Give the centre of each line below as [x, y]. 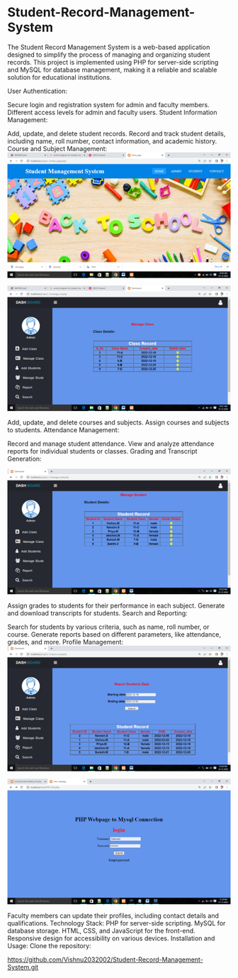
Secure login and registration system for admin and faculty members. [109, 104]
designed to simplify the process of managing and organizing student [109, 55]
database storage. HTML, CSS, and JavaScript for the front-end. [102, 930]
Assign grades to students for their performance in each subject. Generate [116, 605]
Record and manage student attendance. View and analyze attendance [111, 444]
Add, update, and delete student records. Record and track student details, [117, 133]
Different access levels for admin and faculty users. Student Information [112, 112]
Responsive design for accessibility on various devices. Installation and [111, 938]
